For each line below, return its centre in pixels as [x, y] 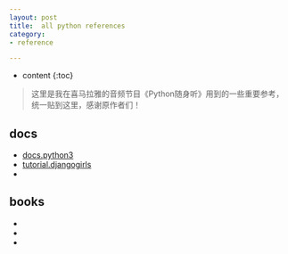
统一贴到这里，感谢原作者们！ [86, 105]
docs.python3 [48, 155]
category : [28, 34]
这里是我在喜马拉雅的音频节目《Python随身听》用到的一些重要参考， [157, 94]
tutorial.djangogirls [57, 165]
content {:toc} [48, 76]
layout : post [33, 17]
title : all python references [67, 26]
